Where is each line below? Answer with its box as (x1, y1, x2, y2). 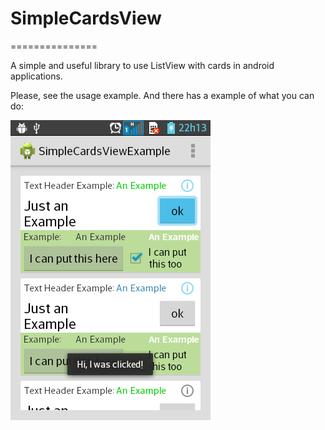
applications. (10, 70, 63, 82)
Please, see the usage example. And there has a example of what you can (10, 89, 315, 101)
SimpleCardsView (10, 7, 162, 30)
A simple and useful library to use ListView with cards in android (10, 59, 275, 71)
